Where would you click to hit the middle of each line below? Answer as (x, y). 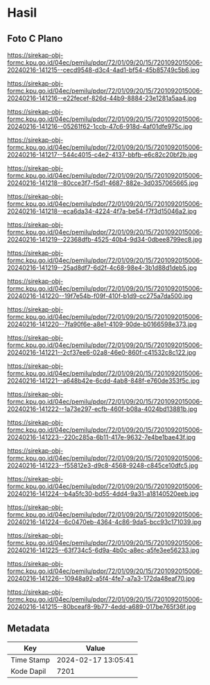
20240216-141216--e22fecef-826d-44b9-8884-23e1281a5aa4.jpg (102, 98)
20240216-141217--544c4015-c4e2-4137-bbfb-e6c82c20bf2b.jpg (102, 155)
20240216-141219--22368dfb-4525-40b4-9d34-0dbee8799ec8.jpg (105, 239)
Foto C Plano (35, 39)
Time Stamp (30, 660)
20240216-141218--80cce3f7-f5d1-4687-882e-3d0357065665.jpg (103, 183)
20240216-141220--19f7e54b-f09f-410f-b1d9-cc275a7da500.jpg (100, 296)
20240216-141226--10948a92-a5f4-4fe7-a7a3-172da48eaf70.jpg (101, 578)
